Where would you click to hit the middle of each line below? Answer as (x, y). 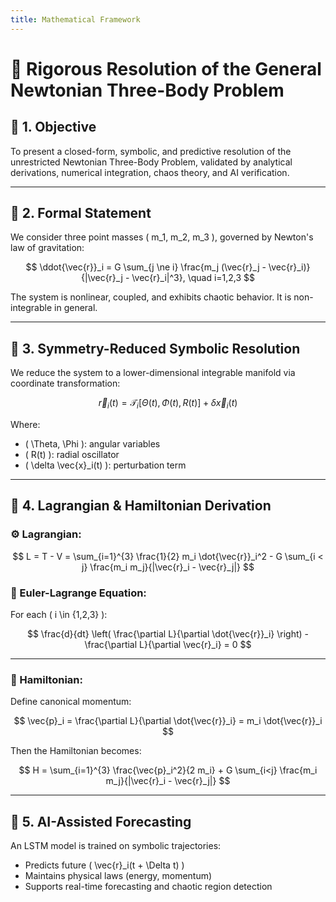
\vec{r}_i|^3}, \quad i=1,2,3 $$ (193, 278)
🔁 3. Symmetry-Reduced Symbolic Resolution (155, 348)
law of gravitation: (47, 248)
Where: (25, 425)
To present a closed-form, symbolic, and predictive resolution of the (151, 151)
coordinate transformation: (65, 383)
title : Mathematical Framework (75, 19)
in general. (76, 308)
